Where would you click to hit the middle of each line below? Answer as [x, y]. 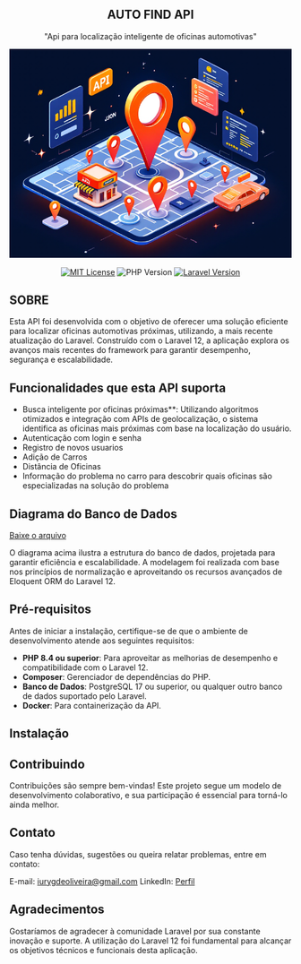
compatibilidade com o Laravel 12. [85, 667]
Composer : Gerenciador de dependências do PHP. [116, 676]
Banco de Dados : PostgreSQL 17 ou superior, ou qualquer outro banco [152, 686]
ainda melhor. [34, 805]
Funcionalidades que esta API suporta [118, 387]
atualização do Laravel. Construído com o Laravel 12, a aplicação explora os [149, 340]
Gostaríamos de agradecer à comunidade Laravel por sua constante [135, 931]
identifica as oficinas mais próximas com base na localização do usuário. [157, 428]
